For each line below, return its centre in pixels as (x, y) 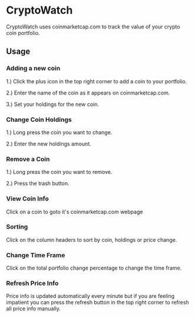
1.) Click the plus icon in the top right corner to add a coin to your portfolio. (97, 81)
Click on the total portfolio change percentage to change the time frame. (94, 268)
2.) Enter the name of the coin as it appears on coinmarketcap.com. (88, 93)
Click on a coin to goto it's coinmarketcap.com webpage (75, 212)
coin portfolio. (23, 33)
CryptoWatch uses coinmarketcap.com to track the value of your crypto (93, 27)
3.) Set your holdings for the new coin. (52, 104)
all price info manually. (33, 309)
